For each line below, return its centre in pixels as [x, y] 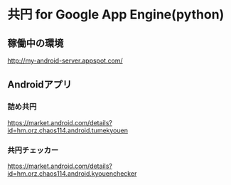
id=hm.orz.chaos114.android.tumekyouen [68, 130]
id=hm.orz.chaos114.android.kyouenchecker [72, 173]
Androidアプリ [40, 85]
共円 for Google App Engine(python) [116, 15]
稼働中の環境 [36, 43]
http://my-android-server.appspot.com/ [65, 60]
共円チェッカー [33, 150]
